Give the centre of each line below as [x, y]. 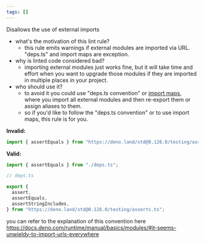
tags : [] [17, 12]
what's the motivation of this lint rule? [62, 41]
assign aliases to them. [53, 106]
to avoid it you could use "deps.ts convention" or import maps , [103, 93]
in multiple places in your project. [66, 80]
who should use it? [39, 87]
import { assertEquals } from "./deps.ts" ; [63, 165]
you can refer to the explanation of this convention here [76, 221]
